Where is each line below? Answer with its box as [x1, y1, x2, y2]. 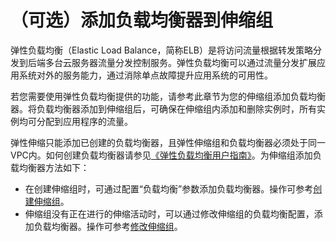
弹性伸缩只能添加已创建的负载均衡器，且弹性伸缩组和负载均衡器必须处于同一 [10, 136, 326, 148]
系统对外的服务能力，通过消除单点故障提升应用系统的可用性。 [18, 69, 273, 81]
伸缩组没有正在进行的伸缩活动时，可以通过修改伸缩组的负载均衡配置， [24, 207, 315, 220]
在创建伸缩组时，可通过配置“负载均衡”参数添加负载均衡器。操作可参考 [24, 182, 314, 195]
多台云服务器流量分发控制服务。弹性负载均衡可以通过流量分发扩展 [44, 56, 317, 68]
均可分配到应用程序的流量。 [18, 115, 133, 127]
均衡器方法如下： [18, 161, 90, 173]
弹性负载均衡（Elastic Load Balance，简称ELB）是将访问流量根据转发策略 [10, 44, 313, 56]
